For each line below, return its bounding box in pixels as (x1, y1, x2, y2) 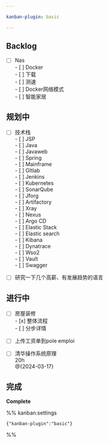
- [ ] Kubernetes (14, 179, 54, 187)
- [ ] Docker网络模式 (14, 86, 64, 93)
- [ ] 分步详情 (14, 325, 47, 332)
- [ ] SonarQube (14, 186, 53, 193)
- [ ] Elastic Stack (14, 224, 57, 231)
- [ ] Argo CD (14, 217, 47, 224)
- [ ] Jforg (14, 192, 39, 200)
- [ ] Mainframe (14, 161, 52, 168)
